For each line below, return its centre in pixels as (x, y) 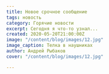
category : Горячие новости (40, 23)
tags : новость (24, 17)
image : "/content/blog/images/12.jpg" (55, 40)
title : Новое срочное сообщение (47, 12)
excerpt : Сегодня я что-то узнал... (52, 29)
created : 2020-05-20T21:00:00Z (45, 34)
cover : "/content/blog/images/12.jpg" (55, 57)
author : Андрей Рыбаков (36, 51)
